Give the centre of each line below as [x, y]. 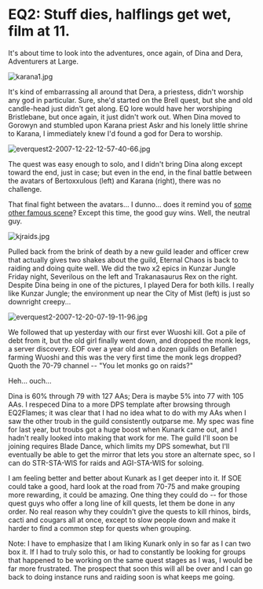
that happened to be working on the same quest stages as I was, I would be [130, 560]
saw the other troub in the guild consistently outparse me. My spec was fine [131, 421]
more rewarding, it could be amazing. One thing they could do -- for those [128, 495]
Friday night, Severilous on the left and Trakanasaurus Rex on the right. [123, 276]
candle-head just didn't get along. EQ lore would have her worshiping [121, 109]
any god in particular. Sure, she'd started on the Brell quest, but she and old [130, 100]
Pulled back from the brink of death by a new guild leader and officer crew [129, 251]
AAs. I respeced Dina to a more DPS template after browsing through [119, 404]
